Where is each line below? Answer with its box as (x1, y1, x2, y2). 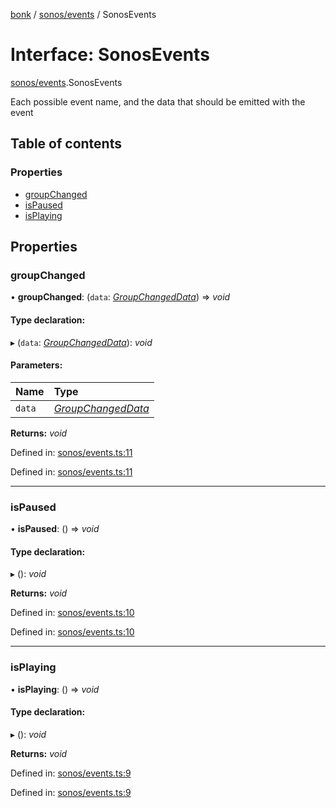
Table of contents (10, 135, 122, 153)
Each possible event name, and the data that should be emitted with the (10, 95, 306, 108)
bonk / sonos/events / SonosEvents (10, 9, 157, 20)
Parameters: (10, 359, 63, 371)
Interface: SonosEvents (10, 44, 210, 66)
